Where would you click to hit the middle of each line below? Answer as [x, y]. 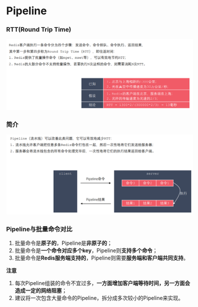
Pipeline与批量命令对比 [39, 229]
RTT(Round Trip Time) [39, 30]
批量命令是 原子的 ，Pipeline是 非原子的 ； [63, 243]
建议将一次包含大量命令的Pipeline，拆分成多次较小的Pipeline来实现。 [99, 298]
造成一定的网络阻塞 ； [41, 291]
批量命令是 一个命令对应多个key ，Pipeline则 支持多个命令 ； [86, 251]
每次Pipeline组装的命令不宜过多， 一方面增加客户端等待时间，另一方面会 [103, 283]
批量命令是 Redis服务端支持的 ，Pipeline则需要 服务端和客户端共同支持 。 [101, 258]
